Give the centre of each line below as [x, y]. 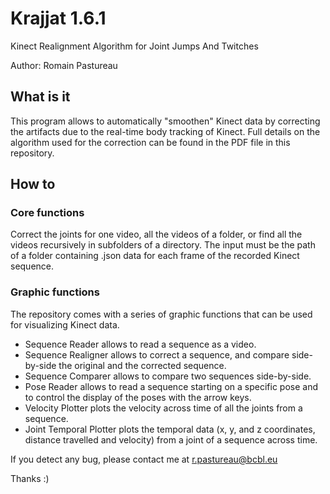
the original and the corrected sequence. [142, 365]
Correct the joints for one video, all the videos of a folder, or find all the [156, 234]
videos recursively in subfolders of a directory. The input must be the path [163, 245]
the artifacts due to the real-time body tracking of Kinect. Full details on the [165, 131]
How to [33, 184]
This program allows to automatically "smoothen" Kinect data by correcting [165, 121]
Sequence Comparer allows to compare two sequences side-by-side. [168, 376]
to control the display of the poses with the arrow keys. [138, 397]
